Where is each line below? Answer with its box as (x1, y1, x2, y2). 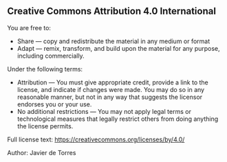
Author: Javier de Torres (7, 148, 76, 157)
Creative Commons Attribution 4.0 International (7, 5, 217, 17)
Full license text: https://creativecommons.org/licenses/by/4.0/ (7, 135, 185, 143)
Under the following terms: (7, 65, 83, 73)
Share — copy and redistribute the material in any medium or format (17, 37, 210, 45)
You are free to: (7, 23, 52, 32)
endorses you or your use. (17, 100, 92, 108)
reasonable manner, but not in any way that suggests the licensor (17, 93, 203, 101)
